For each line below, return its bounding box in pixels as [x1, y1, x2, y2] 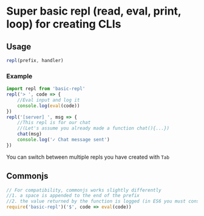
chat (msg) [17, 131, 42, 138]
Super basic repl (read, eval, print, [6, 4, 182, 18]
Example [6, 72, 33, 80]
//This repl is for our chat [17, 120, 91, 126]
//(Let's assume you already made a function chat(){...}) [17, 125, 170, 131]
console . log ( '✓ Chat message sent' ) [17, 137, 110, 143]
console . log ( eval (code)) [17, 102, 80, 109]
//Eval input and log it [17, 97, 80, 103]
